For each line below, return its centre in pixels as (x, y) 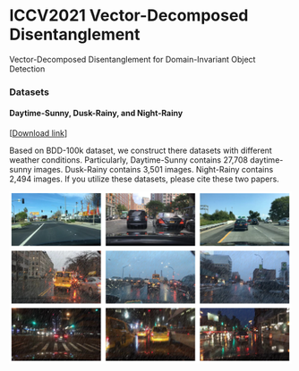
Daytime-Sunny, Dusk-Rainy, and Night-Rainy (96, 114)
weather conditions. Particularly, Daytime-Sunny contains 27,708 (129, 160)
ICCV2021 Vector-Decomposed (129, 16)
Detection (27, 69)
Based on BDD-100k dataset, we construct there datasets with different (141, 151)
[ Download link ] (38, 133)
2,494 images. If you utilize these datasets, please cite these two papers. (144, 179)
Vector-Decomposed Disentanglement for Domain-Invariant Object (132, 59)
